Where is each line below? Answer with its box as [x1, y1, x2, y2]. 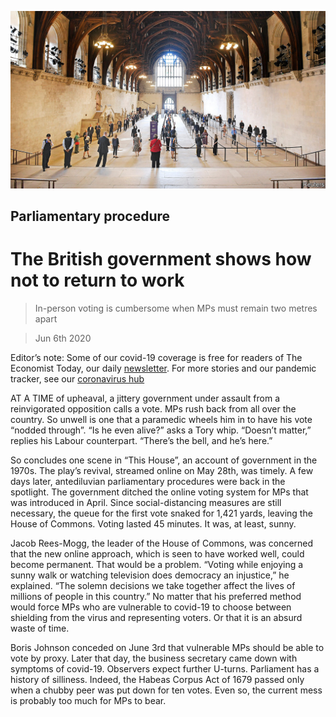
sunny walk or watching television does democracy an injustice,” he [10, 569, 290, 581]
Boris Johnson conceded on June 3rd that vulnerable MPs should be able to [10, 641, 325, 653]
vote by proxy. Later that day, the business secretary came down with [10, 652, 298, 664]
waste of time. [10, 622, 70, 634]
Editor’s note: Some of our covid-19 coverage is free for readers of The [10, 351, 303, 363]
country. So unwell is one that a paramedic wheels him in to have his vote [10, 413, 313, 425]
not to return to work [10, 269, 185, 292]
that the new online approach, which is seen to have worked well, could [10, 547, 305, 560]
